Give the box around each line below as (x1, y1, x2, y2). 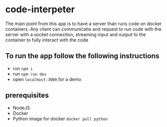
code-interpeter (5, 4, 75, 15)
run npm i (12, 65, 33, 71)
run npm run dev (12, 71, 47, 77)
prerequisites (5, 91, 49, 100)
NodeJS (12, 104, 30, 111)
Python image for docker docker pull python (12, 115, 108, 121)
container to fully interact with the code (5, 37, 89, 43)
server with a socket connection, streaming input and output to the (5, 31, 146, 37)
